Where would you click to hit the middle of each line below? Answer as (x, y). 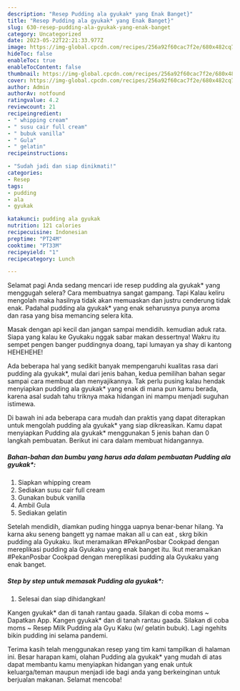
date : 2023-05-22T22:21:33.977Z (55, 41)
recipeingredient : (35, 114)
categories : (25, 173)
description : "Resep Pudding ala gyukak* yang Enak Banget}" (100, 14)
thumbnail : (24, 74)
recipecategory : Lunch (41, 259)
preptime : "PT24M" (35, 239)
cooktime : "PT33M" (35, 246)
